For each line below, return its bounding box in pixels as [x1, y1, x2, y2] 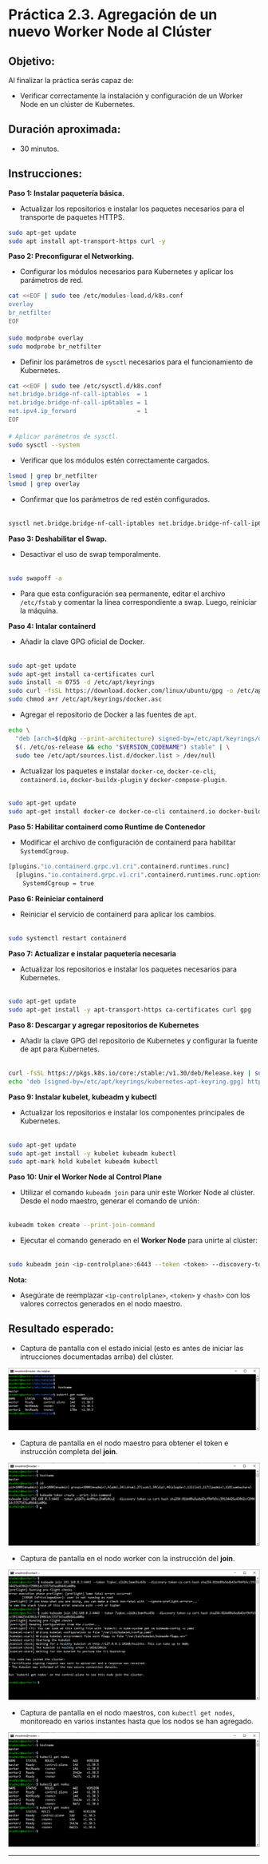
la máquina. [19, 606, 58, 615]
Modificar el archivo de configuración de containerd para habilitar [19, 837, 236, 848]
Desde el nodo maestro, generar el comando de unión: [19, 1196, 199, 1206]
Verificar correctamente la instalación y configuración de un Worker [19, 91, 243, 101]
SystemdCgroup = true [22, 879, 94, 888]
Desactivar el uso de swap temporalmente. [19, 550, 161, 558]
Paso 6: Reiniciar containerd [8, 893, 104, 904]
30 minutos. [19, 144, 60, 153]
